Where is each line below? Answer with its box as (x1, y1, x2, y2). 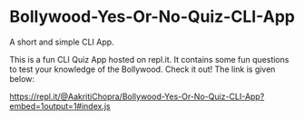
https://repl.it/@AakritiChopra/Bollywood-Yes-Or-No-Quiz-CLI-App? (9, 91, 265, 102)
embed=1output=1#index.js (9, 100, 111, 111)
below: (9, 73, 34, 84)
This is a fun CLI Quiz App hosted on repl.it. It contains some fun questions (9, 54, 289, 65)
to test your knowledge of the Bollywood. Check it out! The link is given (9, 64, 276, 75)
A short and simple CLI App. (9, 36, 115, 47)
